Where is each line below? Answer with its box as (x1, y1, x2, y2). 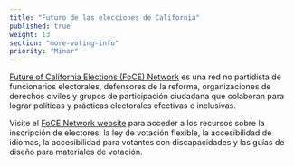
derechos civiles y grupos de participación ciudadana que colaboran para (9, 91, 285, 102)
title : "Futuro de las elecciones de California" (9, 13, 201, 23)
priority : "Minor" (9, 47, 79, 56)
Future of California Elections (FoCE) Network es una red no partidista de (9, 71, 282, 82)
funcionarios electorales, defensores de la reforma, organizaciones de (9, 81, 271, 92)
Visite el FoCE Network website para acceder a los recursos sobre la (9, 118, 265, 129)
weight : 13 (9, 30, 51, 39)
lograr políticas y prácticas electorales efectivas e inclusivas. (9, 100, 237, 111)
